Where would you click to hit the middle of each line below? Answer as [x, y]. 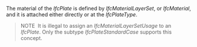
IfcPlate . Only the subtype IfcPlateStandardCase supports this [96, 32]
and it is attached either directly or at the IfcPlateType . [72, 15]
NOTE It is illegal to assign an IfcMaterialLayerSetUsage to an [96, 26]
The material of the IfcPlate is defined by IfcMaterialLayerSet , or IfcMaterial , [98, 8]
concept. [31, 38]
